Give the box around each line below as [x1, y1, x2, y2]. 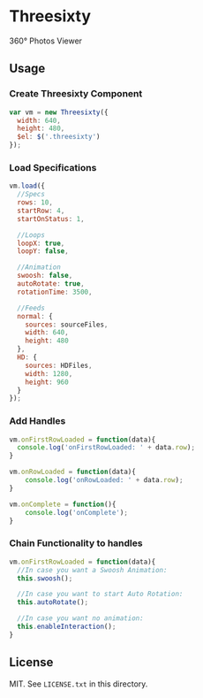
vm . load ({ [9, 181, 46, 191]
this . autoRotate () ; [17, 598, 89, 607]
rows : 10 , [17, 198, 53, 207]
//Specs [17, 190, 46, 199]
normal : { [17, 311, 53, 320]
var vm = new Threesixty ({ [9, 108, 109, 117]
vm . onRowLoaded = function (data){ [9, 467, 137, 477]
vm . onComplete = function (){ [9, 500, 117, 509]
